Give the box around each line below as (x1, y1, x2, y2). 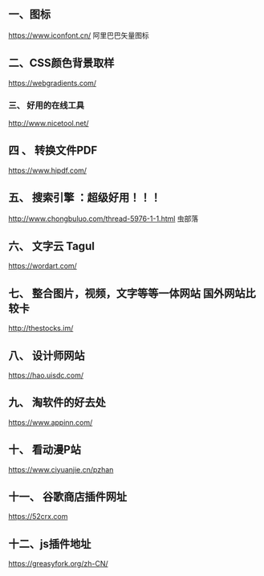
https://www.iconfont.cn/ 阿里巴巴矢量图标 (8, 31, 150, 40)
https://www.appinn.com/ (8, 417, 93, 427)
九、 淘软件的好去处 (8, 396, 106, 410)
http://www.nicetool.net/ (8, 118, 90, 128)
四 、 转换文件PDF (8, 144, 98, 157)
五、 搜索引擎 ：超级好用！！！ (8, 191, 161, 205)
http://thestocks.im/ (8, 324, 74, 333)
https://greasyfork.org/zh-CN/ (8, 559, 108, 569)
